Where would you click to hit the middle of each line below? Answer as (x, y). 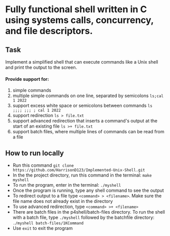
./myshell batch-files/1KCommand (48, 223)
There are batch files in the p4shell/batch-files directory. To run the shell (89, 212)
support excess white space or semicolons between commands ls (82, 106)
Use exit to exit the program (42, 228)
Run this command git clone (43, 165)
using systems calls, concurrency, (79, 20)
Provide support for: (27, 79)
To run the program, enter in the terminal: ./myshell (67, 185)
